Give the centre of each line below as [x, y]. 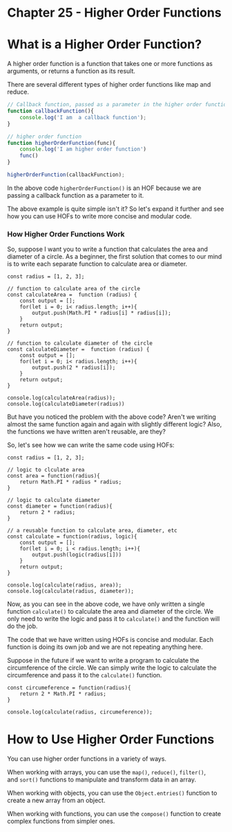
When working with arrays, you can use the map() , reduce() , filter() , [107, 772]
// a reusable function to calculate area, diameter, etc [92, 531]
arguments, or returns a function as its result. [71, 71]
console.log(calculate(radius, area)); [65, 585]
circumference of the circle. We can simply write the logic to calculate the [112, 668]
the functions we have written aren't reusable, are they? [86, 432]
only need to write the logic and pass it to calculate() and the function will [114, 619]
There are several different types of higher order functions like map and [109, 85]
